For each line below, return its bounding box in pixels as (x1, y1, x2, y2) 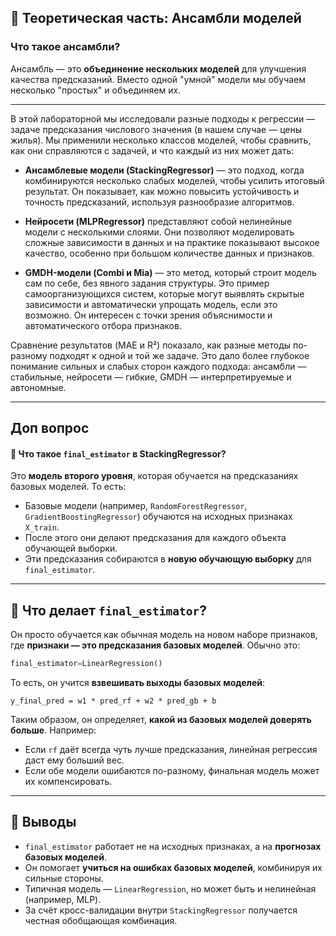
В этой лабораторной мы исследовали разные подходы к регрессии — (10, 112, 316, 125)
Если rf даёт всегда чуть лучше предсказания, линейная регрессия (24, 743, 318, 755)
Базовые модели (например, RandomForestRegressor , (24, 500, 248, 512)
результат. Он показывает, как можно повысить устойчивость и (24, 185, 300, 197)
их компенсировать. (24, 775, 113, 787)
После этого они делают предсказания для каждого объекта (24, 532, 287, 544)
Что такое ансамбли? (10, 40, 121, 54)
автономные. (10, 381, 67, 393)
